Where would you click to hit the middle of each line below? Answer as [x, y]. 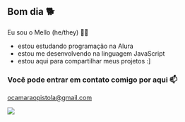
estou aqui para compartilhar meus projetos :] [84, 61]
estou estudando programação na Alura [76, 46]
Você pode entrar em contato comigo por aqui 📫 [92, 80]
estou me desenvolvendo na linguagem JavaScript [91, 53]
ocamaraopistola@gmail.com [50, 98]
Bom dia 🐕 [31, 12]
